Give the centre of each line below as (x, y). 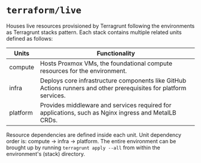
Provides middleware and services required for (106, 105)
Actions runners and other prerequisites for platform (113, 88)
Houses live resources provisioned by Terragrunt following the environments (100, 26)
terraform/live (44, 10)
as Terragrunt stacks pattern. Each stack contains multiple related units (94, 32)
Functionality (116, 53)
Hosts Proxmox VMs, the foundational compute (106, 63)
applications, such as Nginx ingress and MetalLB (108, 112)
